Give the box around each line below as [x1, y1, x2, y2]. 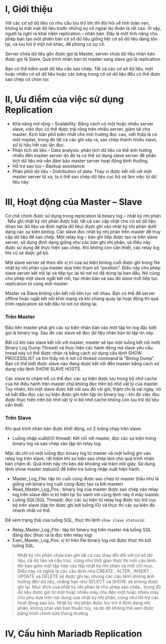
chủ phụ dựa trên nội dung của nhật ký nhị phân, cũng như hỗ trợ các [17, 595, 160, 601]
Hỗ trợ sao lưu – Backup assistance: [12, 163, 86, 169]
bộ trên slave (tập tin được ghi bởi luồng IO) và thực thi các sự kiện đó [12, 502, 155, 508]
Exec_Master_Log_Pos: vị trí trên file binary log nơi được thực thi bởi [12, 537, 151, 543]
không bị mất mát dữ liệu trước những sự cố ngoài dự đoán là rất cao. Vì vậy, [5, 25, 162, 31]
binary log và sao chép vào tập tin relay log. [12, 440, 102, 446]
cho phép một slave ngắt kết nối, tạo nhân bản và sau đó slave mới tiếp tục [5, 275, 158, 281]
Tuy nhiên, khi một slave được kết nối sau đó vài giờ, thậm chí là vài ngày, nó [5, 386, 161, 392]
